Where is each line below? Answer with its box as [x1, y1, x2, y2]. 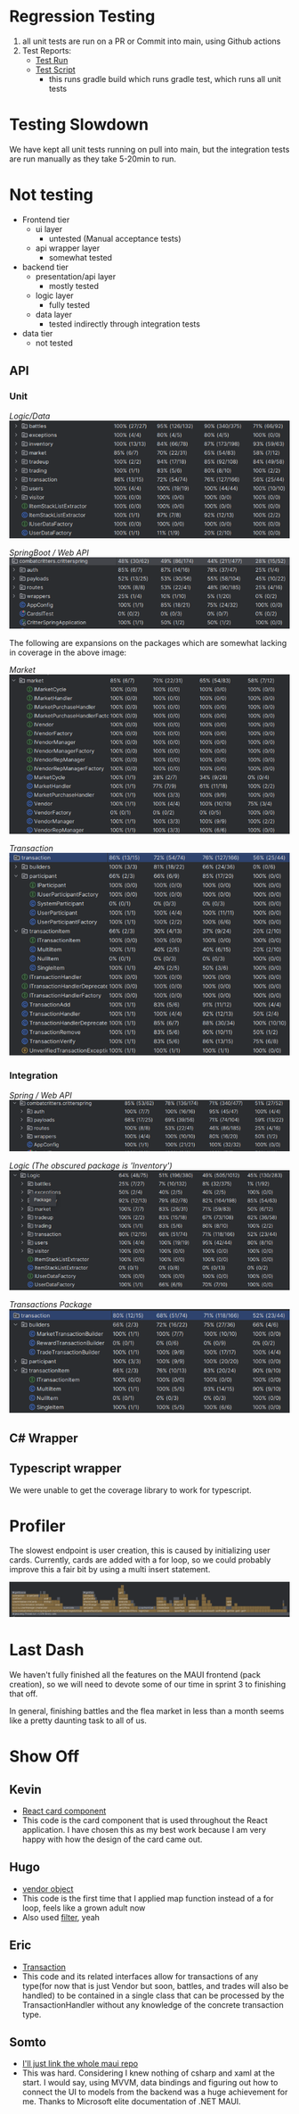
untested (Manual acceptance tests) [48, 233, 182, 244]
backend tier [21, 261, 69, 272]
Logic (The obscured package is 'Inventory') [9, 1160, 173, 1171]
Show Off [9, 1746, 80, 1767]
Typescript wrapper [9, 1461, 122, 1476]
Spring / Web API [9, 1090, 73, 1100]
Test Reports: [21, 45, 72, 55]
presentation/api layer [35, 270, 117, 282]
